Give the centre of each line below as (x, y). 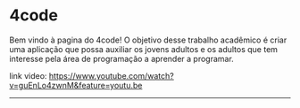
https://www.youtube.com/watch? (111, 75)
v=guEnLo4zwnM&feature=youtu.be (76, 85)
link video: (28, 75)
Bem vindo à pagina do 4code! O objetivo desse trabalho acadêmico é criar (148, 40)
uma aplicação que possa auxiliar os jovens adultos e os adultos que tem (144, 49)
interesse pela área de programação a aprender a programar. (121, 58)
